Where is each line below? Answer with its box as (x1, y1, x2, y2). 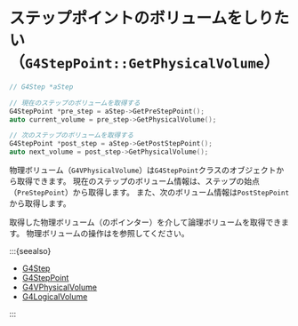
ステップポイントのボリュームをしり (9, 8, 274, 28)
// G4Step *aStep (9, 82, 74, 91)
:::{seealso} (9, 246, 52, 257)
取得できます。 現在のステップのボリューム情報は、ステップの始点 (16, 176, 261, 187)
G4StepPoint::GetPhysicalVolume (25, 55, 264, 72)
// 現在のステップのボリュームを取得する (9, 99, 141, 107)
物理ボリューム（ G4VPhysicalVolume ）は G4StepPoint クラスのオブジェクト (9, 165, 277, 176)
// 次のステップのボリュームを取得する (9, 131, 134, 140)
